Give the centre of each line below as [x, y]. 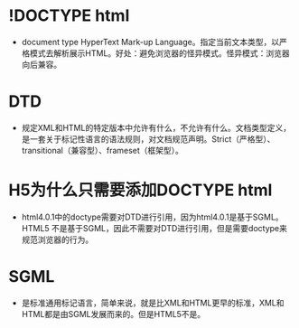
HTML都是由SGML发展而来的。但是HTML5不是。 [113, 314]
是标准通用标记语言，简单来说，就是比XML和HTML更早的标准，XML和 [153, 303]
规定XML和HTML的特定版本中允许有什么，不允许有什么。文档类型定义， [156, 127]
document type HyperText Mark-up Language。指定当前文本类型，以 [150, 42]
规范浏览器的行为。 [57, 239]
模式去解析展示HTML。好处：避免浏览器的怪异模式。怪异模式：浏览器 [159, 53]
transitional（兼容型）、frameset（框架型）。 [103, 150]
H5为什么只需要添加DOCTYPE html [140, 190]
